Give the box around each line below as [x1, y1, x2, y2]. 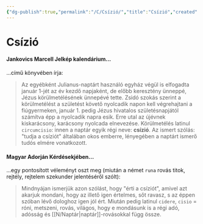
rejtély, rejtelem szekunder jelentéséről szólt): [6, 173, 121, 180]
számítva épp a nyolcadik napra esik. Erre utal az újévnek [21, 113, 166, 121]
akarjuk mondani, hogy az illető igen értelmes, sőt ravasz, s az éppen [21, 191, 196, 198]
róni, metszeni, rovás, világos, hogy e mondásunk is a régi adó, [21, 205, 180, 212]
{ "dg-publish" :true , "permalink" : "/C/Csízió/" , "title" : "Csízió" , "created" [6, 9, 198, 15]
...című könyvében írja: [6, 69, 63, 77]
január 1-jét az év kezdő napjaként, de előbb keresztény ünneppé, [21, 88, 187, 95]
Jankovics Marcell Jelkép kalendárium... [6, 55, 112, 63]
